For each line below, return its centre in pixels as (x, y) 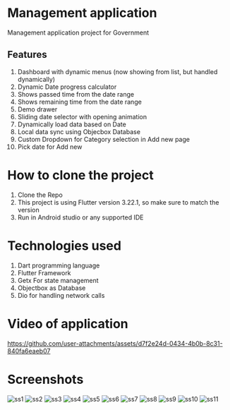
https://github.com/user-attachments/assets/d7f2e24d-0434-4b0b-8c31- (115, 343)
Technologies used (65, 246)
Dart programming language (59, 265)
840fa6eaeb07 (29, 351)
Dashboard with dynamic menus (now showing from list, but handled (117, 71)
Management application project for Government (78, 32)
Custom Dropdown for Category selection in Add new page (104, 139)
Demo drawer (37, 109)
